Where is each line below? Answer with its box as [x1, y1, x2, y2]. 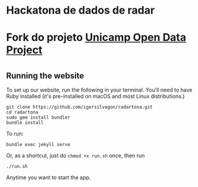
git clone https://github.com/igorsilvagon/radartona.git [6, 104, 153, 110]
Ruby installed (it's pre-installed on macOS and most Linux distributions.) [6, 93, 185, 100]
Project [6, 43, 43, 57]
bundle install [6, 119, 44, 125]
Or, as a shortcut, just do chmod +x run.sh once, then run [6, 152, 145, 159]
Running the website [6, 71, 84, 81]
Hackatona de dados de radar [6, 4, 155, 17]
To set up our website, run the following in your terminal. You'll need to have [6, 86, 193, 93]
